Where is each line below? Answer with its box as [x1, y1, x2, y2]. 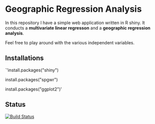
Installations [5, 54, 44, 62]
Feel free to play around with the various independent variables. [5, 39, 135, 45]
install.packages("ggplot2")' [5, 86, 62, 92]
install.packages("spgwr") [5, 76, 58, 82]
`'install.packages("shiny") [5, 67, 59, 73]
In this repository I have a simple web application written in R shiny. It [5, 20, 145, 26]
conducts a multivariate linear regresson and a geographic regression [5, 25, 151, 31]
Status [5, 100, 26, 109]
